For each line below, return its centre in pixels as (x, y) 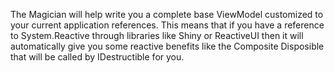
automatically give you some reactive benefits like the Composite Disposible (167, 46)
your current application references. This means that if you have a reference (167, 25)
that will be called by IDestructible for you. (97, 57)
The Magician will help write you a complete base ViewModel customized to (167, 14)
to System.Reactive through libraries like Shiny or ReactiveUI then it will (157, 35)
